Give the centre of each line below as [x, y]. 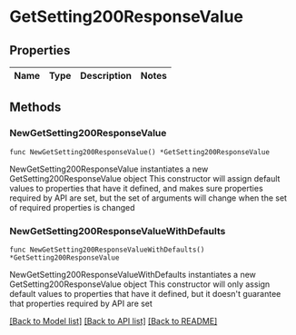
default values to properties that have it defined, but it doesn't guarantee [145, 293]
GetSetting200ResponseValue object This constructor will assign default [145, 178]
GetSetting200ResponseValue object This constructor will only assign [140, 284]
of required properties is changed [72, 207]
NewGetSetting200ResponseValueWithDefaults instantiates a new [133, 274]
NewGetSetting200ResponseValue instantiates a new [109, 169]
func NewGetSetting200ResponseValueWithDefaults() [107, 250]
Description [106, 76]
